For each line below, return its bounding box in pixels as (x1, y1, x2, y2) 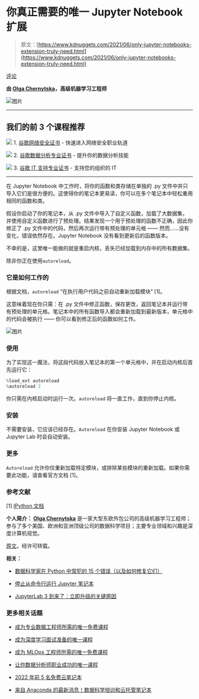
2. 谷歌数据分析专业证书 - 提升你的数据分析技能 (13, 152, 129, 159)
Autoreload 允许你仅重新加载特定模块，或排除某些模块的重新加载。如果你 (6, 464, 185, 471)
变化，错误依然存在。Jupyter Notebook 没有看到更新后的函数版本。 (6, 232, 171, 239)
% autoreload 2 (6, 383, 41, 390)
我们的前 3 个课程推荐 (6, 122, 85, 132)
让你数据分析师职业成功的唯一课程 (14, 661, 98, 668)
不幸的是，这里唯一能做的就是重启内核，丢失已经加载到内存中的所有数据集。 (6, 244, 193, 252)
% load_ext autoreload (6, 378, 60, 384)
